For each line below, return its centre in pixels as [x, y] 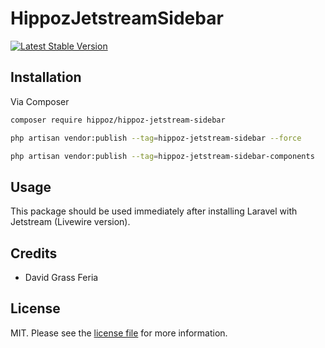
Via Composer [40, 101]
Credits [34, 253]
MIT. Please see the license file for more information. [119, 333]
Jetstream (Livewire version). [70, 222]
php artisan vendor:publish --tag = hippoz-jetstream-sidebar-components [162, 156]
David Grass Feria [61, 277]
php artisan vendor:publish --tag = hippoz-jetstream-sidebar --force [156, 138]
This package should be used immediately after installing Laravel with [154, 211]
